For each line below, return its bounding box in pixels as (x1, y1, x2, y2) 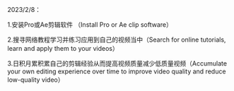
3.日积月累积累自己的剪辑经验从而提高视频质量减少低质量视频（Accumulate (7, 59, 228, 68)
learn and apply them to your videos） (7, 44, 119, 52)
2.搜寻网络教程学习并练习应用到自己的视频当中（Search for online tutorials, (7, 35, 226, 44)
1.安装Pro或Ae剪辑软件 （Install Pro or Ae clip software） (7, 20, 173, 29)
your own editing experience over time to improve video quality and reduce (7, 67, 226, 75)
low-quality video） (7, 75, 64, 84)
